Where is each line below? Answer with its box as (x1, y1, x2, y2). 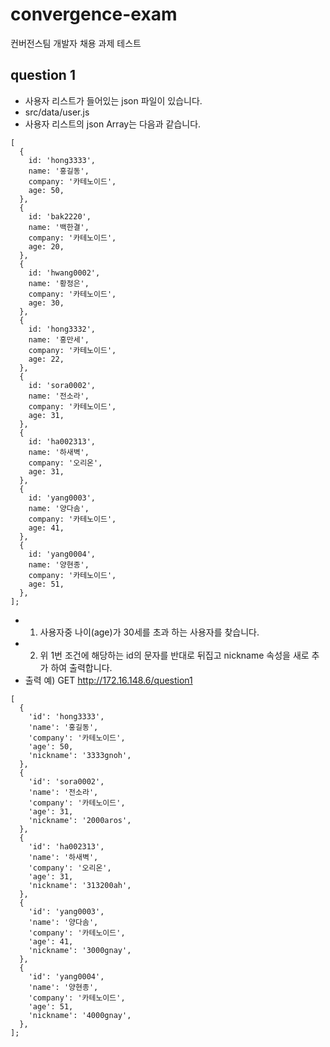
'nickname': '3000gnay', (28, 945, 132, 955)
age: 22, (28, 354, 65, 364)
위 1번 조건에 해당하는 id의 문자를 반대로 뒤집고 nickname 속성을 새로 (39, 649, 310, 661)
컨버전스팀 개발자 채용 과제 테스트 (10, 37, 142, 49)
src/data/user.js (24, 106, 90, 118)
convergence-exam (10, 3, 178, 26)
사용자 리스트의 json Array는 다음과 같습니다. (24, 118, 202, 130)
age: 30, (28, 298, 65, 308)
